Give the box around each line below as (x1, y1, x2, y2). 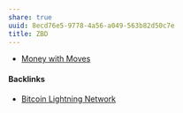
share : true (8, 12, 52, 22)
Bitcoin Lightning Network (20, 94, 117, 104)
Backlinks (8, 73, 46, 84)
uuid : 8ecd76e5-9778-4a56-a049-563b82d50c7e (8, 21, 175, 30)
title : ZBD (8, 29, 49, 38)
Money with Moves (20, 54, 91, 64)
